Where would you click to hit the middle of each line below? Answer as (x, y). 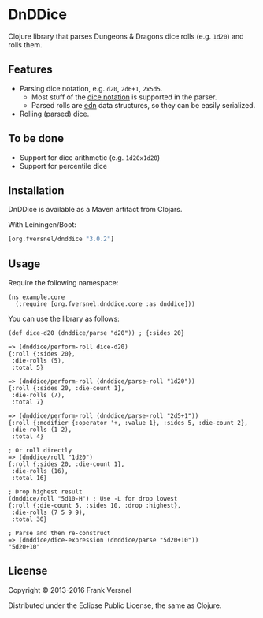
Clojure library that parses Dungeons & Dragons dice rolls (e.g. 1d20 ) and (126, 36)
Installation (36, 190)
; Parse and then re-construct (59, 534)
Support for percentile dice (63, 166)
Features (30, 70)
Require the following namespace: (63, 283)
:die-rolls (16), (40, 471)
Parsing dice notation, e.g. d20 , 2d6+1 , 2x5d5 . (91, 88)
